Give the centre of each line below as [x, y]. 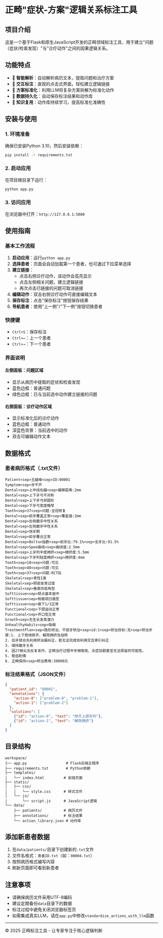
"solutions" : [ [25, 712]
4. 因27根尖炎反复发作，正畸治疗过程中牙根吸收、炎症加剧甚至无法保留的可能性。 [75, 651]
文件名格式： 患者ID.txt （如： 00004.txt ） [53, 856]
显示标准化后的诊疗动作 [35, 418]
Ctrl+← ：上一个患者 [31, 338]
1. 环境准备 [17, 134]
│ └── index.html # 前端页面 [44, 778]
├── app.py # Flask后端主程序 [52, 763]
